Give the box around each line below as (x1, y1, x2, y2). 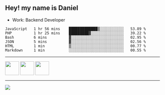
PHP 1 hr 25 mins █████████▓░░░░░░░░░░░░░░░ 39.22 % (5, 30, 146, 36)
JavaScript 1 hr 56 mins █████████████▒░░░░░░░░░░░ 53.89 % (5, 26, 146, 31)
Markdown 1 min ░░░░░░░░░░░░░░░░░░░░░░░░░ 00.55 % (5, 47, 146, 53)
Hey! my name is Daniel (5, 4, 79, 12)
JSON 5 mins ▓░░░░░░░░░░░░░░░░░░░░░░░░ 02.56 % (5, 39, 146, 44)
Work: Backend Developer (12, 17, 65, 23)
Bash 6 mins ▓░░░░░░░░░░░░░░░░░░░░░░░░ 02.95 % (5, 35, 146, 40)
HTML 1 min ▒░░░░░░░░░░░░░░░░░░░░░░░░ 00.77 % (5, 44, 146, 48)
